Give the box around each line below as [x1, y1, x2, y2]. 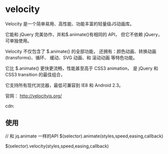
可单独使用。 [5, 38, 32, 44]
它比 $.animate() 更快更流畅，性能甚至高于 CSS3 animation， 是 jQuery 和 [5, 65, 158, 71]
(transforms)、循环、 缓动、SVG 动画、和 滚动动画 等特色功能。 [5, 54, 138, 61]
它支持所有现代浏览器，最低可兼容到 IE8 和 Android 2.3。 [5, 82, 124, 88]
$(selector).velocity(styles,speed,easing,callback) [5, 143, 109, 149]
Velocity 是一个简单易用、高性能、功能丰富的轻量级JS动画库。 [5, 21, 134, 27]
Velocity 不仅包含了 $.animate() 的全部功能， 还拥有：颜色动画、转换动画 [5, 48, 157, 54]
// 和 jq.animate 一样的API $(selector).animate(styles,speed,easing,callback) [5, 133, 163, 139]
